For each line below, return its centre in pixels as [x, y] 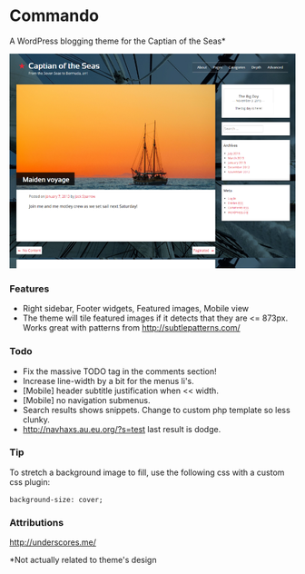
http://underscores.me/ [53, 542]
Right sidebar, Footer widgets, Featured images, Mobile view [136, 309]
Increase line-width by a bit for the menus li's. [108, 381]
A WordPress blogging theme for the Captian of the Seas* [118, 41]
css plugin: [30, 481]
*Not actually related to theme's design [83, 560]
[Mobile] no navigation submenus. [86, 400]
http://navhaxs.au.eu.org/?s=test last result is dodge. [122, 429]
